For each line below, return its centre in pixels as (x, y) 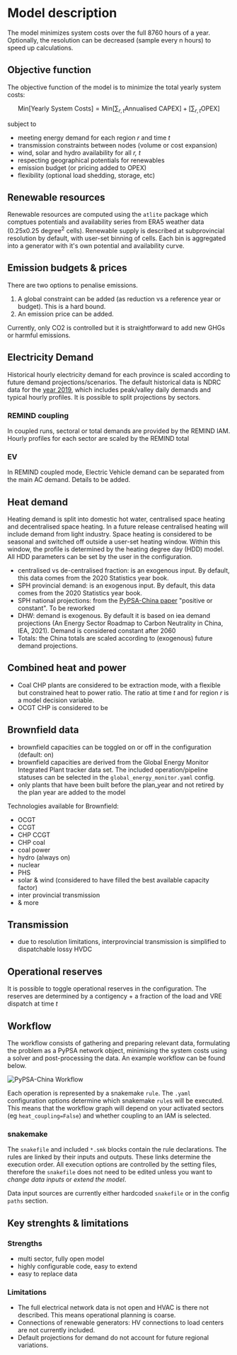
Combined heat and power (67, 668)
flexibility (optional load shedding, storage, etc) (86, 175)
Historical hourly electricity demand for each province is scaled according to (119, 374)
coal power (34, 850)
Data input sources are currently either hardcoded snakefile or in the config (118, 1193)
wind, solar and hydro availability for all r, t (79, 152)
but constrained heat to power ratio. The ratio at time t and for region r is (123, 692)
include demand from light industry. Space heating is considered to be (110, 534)
